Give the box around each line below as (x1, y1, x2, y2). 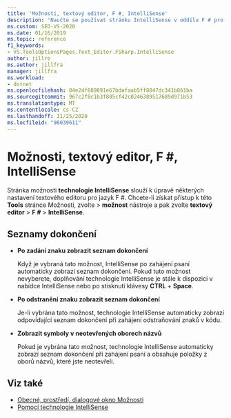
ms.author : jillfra (7, 61, 63, 68)
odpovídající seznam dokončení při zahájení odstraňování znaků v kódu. (17, 316, 222, 324)
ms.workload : (7, 74, 45, 81)
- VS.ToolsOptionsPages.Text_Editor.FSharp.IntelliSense (7, 49, 174, 56)
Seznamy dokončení (7, 228, 97, 240)
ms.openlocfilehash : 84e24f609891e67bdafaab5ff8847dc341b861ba (7, 87, 193, 94)
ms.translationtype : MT (7, 100, 76, 107)
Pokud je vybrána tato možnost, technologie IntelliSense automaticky (17, 343, 214, 351)
